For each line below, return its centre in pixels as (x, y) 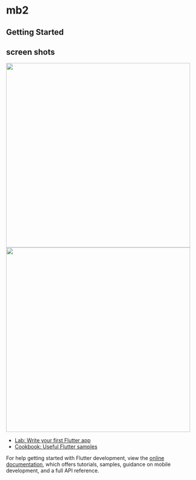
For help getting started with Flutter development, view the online (85, 458)
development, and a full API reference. (53, 471)
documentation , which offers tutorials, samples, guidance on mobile (88, 465)
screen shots (31, 52)
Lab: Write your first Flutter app (53, 440)
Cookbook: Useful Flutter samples (56, 447)
